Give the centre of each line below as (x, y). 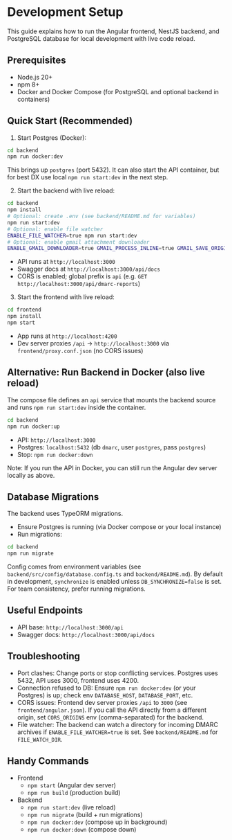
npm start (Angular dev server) (71, 785)
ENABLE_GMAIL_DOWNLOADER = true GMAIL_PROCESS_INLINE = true (91, 249)
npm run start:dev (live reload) (71, 807)
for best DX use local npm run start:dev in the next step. (88, 177)
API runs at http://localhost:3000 (66, 262)
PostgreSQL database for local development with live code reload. (101, 38)
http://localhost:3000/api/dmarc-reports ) (79, 284)
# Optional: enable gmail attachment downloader (78, 242)
